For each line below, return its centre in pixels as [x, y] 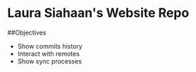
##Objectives [27, 32]
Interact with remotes [48, 54]
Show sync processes [50, 61]
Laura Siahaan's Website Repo [98, 13]
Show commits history [50, 46]
